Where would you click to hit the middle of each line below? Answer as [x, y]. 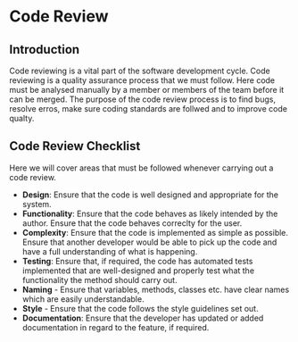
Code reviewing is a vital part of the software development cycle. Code [140, 71]
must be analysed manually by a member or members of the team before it [147, 90]
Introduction [45, 50]
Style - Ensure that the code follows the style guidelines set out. [140, 308]
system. [37, 204]
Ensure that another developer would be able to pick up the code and [149, 242]
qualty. [22, 118]
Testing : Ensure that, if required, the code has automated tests [137, 261]
